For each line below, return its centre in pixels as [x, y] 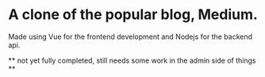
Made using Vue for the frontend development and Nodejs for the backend [130, 37]
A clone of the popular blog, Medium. [133, 15]
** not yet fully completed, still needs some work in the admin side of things [132, 60]
